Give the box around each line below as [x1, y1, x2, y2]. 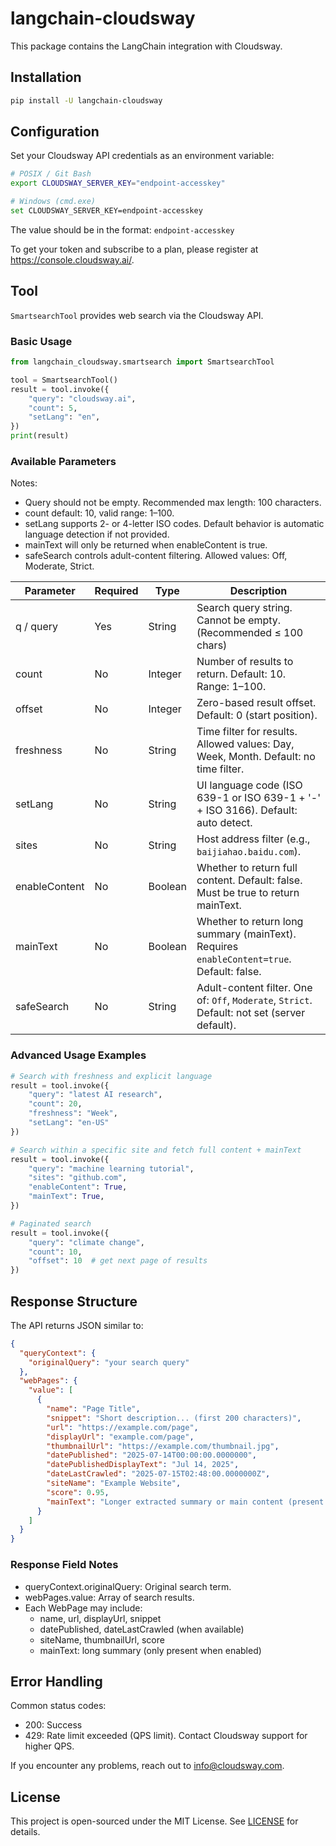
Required [94, 584, 139, 598]
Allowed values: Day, [196, 737, 295, 751]
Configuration [10, 123, 100, 141]
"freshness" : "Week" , [28, 1108, 118, 1119]
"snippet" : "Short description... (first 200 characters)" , [46, 1413, 302, 1423]
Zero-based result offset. [196, 696, 317, 710]
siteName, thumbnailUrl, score [39, 1633, 165, 1646]
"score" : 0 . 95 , [46, 1487, 110, 1497]
